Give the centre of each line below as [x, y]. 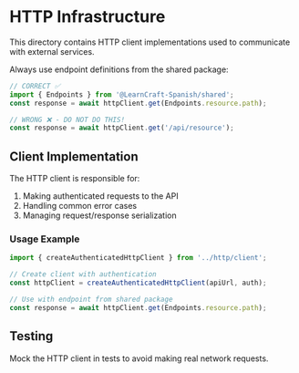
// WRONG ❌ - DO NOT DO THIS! [67, 119]
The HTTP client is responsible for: [75, 179]
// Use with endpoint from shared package [91, 300]
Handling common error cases [80, 206]
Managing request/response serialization [99, 215]
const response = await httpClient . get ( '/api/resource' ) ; [122, 128]
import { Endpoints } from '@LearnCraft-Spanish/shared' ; [122, 94]
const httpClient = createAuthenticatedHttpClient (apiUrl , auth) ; [138, 283]
